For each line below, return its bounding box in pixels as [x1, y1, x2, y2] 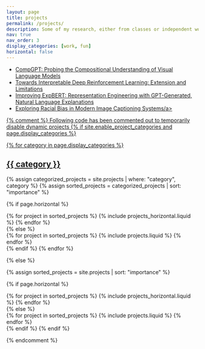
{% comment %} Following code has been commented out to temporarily [6, 116, 190, 124]
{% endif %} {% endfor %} [6, 244, 74, 252]
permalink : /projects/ [6, 20, 64, 26]
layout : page [6, 9, 40, 15]
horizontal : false [6, 49, 53, 55]
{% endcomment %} [6, 336, 58, 343]
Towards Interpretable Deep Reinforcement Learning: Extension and [15, 78, 187, 86]
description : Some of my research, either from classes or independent [6, 26, 192, 32]
